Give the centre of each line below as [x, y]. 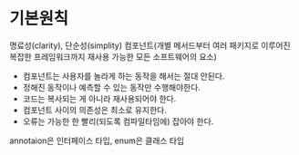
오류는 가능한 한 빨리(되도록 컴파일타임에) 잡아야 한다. [118, 121]
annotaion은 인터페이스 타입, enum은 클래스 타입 [97, 140]
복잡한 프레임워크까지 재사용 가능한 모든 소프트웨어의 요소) [113, 56]
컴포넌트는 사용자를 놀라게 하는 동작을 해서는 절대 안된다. [124, 76]
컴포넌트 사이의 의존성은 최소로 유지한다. [94, 110]
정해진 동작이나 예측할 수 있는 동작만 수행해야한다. [111, 87]
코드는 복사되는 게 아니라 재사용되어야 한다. [99, 98]
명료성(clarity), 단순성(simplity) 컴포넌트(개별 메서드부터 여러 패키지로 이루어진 [150, 45]
